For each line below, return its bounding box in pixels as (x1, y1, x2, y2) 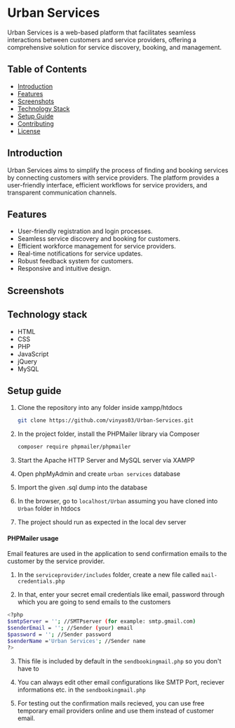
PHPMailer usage (7, 534, 59, 542)
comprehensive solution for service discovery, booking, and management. (7, 43, 222, 51)
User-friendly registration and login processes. (17, 227, 153, 236)
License (17, 126, 41, 135)
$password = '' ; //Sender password (7, 630, 112, 638)
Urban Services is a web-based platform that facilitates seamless (7, 28, 196, 37)
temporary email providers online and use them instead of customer (17, 706, 214, 715)
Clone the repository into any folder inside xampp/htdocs (17, 404, 183, 412)
